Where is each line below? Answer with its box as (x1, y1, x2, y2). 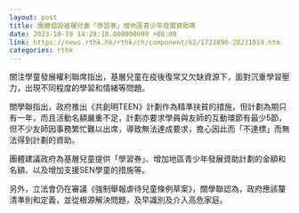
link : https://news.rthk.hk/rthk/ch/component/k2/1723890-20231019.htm (9, 37, 280, 47)
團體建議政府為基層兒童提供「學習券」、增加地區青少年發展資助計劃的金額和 (9, 154, 287, 164)
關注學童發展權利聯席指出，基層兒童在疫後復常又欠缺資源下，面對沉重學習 (9, 72, 282, 83)
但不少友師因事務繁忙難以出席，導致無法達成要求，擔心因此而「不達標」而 (9, 123, 282, 134)
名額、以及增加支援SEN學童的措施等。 (9, 165, 149, 176)
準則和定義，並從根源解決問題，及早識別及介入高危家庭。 (16, 194, 228, 205)
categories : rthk (9, 46, 74, 55)
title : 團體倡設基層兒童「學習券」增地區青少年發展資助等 (9, 21, 197, 30)
